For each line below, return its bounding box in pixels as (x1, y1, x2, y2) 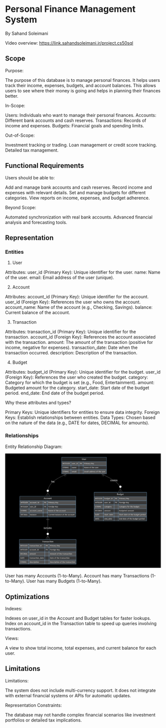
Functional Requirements (5, 162, 84, 170)
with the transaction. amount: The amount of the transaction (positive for (5, 339, 153, 345)
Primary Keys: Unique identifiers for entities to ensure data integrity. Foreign (5, 409, 160, 415)
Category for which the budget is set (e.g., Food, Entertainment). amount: (5, 380, 155, 386)
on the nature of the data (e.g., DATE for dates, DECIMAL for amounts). (5, 420, 150, 426)
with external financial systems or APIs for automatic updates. (5, 692, 131, 698)
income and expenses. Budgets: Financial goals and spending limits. (5, 122, 144, 128)
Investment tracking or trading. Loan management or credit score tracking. (5, 142, 157, 148)
